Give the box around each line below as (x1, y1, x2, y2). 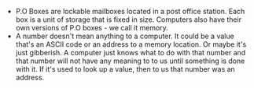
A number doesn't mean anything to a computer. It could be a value (15, 31, 234, 40)
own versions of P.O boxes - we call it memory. (15, 23, 169, 32)
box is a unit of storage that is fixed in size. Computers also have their (15, 15, 242, 24)
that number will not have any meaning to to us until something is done (15, 56, 245, 65)
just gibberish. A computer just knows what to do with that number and (15, 48, 246, 57)
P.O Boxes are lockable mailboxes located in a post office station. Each (15, 7, 245, 16)
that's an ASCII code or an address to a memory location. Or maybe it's (15, 40, 247, 49)
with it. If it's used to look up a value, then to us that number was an (15, 65, 236, 73)
